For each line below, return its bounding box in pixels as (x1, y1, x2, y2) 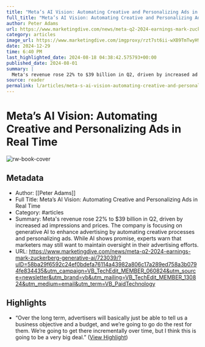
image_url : (6, 37, 34, 43)
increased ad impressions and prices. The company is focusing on (15, 221, 183, 229)
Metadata (6, 173, 44, 183)
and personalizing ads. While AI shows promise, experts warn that (15, 235, 182, 242)
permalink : (6, 83, 34, 89)
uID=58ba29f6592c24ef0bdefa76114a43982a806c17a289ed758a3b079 (15, 260, 197, 268)
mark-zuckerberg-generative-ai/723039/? (15, 254, 121, 261)
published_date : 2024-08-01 (6, 60, 78, 66)
